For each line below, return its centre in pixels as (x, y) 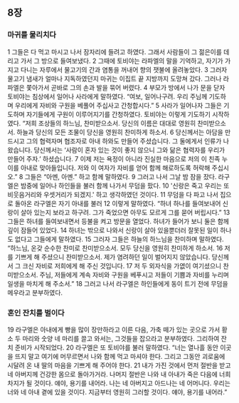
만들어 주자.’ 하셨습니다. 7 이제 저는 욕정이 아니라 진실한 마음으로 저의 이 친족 (114, 158)
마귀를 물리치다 (32, 35)
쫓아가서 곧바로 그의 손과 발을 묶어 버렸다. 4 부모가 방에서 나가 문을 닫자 (126, 87)
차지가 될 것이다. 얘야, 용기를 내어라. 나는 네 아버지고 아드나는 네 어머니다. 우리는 (119, 383)
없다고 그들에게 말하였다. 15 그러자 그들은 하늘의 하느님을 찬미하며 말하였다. (119, 239)
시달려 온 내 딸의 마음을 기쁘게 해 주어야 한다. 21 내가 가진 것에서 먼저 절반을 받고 (119, 365)
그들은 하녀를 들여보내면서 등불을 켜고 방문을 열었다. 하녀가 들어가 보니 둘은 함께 (118, 221)
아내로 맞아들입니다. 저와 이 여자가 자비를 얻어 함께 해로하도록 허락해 (115, 168)
